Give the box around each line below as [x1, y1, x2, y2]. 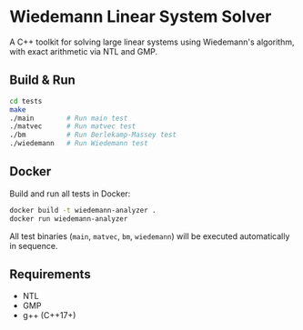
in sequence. [9, 240, 58, 251]
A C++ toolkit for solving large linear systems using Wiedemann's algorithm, [9, 36, 295, 47]
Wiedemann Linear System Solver [9, 6, 272, 27]
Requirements [9, 266, 91, 282]
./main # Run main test [9, 114, 128, 123]
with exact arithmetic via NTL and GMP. [9, 45, 158, 56]
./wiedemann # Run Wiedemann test [9, 139, 148, 148]
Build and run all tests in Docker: [9, 188, 131, 199]
